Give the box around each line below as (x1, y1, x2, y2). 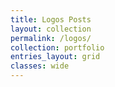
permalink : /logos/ (10, 33, 92, 43)
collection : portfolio (10, 42, 105, 53)
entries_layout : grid (10, 52, 101, 62)
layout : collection (10, 24, 92, 34)
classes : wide (10, 61, 70, 71)
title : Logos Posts (10, 14, 92, 25)
